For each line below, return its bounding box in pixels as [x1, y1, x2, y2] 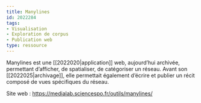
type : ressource [6, 43, 47, 49]
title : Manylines [6, 8, 50, 15]
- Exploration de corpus [6, 31, 69, 37]
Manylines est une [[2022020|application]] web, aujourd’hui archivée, [6, 58, 180, 66]
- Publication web [6, 37, 53, 43]
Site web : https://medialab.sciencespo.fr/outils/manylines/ [6, 90, 153, 97]
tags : [6, 20, 20, 26]
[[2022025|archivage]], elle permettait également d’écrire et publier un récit [6, 72, 195, 79]
